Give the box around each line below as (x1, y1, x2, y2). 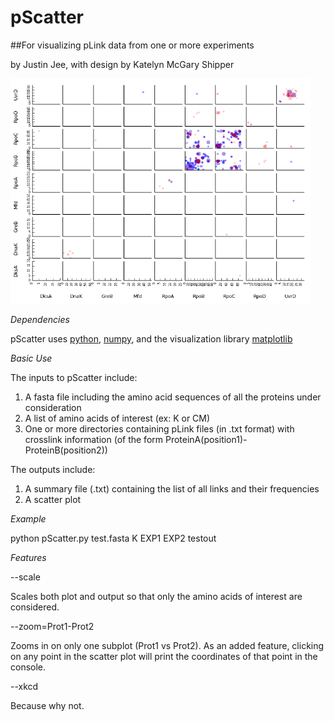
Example (10, 512, 47, 525)
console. (10, 661, 47, 673)
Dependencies (10, 313, 70, 325)
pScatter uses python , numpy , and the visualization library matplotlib (10, 332, 293, 345)
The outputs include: (10, 463, 96, 475)
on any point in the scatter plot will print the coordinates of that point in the (10, 650, 318, 662)
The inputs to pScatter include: (10, 371, 138, 383)
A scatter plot (24, 493, 82, 505)
